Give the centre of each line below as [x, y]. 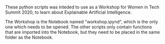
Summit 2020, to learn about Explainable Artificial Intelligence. [68, 12]
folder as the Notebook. [29, 37]
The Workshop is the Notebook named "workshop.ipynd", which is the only [82, 22]
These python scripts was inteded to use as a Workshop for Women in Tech [82, 7]
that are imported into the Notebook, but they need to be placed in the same [82, 32]
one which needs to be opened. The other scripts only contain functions [79, 27]
